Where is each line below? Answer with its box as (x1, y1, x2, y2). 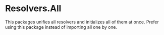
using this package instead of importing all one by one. (5, 24, 117, 30)
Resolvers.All (5, 3, 61, 14)
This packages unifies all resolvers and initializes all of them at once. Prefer (5, 19, 159, 25)
